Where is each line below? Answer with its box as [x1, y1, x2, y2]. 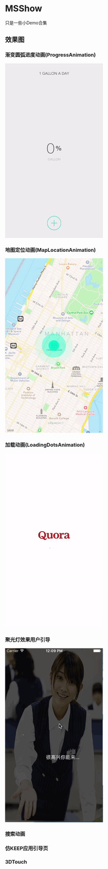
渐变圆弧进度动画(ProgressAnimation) [5, 52, 96, 58]
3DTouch [5, 859, 27, 866]
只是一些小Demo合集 [5, 20, 47, 26]
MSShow [5, 3, 43, 14]
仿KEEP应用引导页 [5, 845, 48, 852]
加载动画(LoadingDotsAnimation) [5, 441, 85, 448]
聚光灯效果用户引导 [5, 636, 50, 643]
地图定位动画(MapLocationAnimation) [5, 246, 96, 253]
